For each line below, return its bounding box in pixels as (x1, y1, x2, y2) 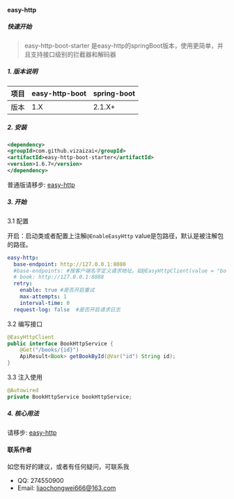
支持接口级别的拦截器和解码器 (30, 50, 116, 59)
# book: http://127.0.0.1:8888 (13, 274, 104, 281)
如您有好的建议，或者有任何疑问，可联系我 (7, 463, 130, 471)
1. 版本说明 (7, 67, 38, 76)
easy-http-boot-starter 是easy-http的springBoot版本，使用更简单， (24, 41, 218, 50)
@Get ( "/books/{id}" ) (19, 346, 79, 354)
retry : (13, 280, 33, 288)
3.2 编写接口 (7, 320, 43, 328)
